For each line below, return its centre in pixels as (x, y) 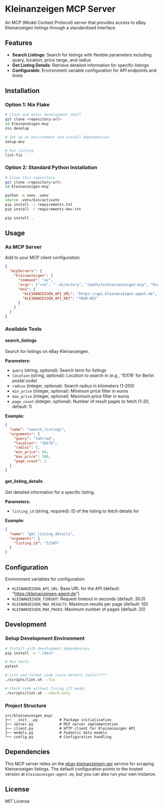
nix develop (17, 128)
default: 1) (22, 407)
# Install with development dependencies (48, 649)
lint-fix (14, 155)
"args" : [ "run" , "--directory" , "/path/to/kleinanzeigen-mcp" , (83, 285)
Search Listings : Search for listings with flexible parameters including (82, 55)
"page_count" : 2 (30, 461)
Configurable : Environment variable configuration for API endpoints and (84, 70)
